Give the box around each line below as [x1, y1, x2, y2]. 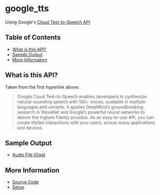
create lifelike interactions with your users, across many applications [17, 120, 156, 125]
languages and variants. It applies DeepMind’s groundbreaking [17, 104, 143, 110]
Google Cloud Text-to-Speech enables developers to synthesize [17, 94, 147, 99]
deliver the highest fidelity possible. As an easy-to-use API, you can [17, 114, 154, 120]
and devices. [17, 124, 43, 130]
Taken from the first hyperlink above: [5, 84, 80, 90]
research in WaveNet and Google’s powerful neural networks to [17, 109, 145, 115]
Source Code [12, 179, 39, 185]
